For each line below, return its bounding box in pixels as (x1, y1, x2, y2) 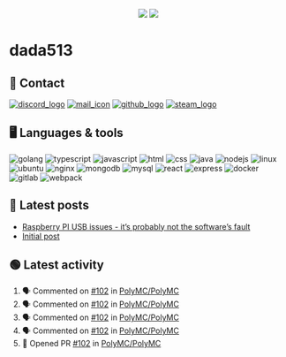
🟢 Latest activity (9, 257, 104, 273)
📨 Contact (9, 75, 65, 90)
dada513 (9, 41, 73, 61)
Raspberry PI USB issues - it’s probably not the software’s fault (21, 221, 251, 232)
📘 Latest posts (9, 198, 90, 213)
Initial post (21, 231, 60, 241)
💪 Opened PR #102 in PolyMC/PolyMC (21, 338, 162, 349)
